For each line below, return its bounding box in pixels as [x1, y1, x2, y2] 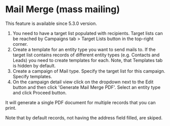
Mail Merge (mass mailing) [5, 4, 120, 15]
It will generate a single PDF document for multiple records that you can [5, 99, 156, 105]
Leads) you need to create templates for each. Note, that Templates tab [12, 57, 163, 63]
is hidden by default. [12, 62, 56, 69]
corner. [12, 41, 28, 47]
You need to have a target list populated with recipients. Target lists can [12, 30, 163, 36]
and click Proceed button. [12, 89, 67, 96]
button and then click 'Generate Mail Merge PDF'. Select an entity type [12, 84, 161, 90]
